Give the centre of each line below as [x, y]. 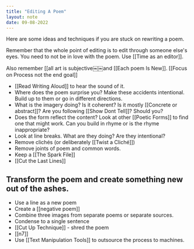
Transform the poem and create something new [94, 179]
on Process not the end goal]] [42, 75]
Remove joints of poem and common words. [67, 149]
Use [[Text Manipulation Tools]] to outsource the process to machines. [100, 240]
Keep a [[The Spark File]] [45, 155]
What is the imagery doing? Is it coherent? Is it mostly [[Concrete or [96, 105]
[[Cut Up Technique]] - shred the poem [62, 228]
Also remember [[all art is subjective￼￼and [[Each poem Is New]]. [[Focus [97, 69]
